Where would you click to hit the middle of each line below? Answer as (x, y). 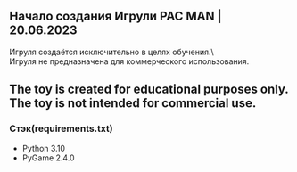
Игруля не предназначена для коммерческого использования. (129, 61)
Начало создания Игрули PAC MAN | (115, 16)
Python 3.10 (43, 148)
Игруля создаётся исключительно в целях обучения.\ (111, 52)
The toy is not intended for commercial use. (133, 103)
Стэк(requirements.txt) (61, 128)
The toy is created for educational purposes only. (149, 90)
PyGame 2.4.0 (48, 158)
